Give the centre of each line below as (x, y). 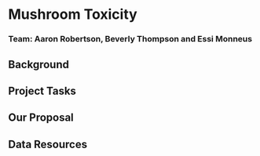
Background (38, 64)
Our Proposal (41, 118)
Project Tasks (42, 91)
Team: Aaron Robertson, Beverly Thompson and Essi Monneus (130, 39)
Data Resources (48, 144)
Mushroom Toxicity (73, 15)
